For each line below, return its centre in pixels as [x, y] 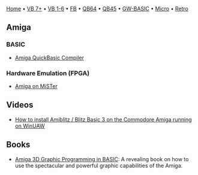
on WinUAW [30, 126]
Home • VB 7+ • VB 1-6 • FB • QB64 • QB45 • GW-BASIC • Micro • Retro [97, 9]
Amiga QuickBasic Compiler [49, 58]
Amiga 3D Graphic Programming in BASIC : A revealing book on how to [102, 159]
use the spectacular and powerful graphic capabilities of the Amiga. [99, 165]
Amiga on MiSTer [36, 86]
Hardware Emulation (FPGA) [48, 73]
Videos [20, 105]
